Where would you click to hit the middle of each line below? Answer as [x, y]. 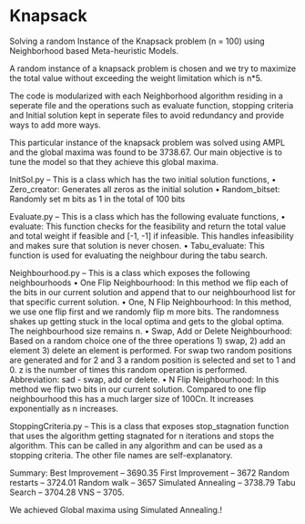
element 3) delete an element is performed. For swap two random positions [151, 350]
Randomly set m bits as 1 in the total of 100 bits [97, 199]
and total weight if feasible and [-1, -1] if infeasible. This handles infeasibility [152, 236]
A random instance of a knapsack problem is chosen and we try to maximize [153, 68]
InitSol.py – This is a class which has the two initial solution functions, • [143, 180]
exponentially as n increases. [64, 408]
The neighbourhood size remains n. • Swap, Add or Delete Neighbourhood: [151, 331]
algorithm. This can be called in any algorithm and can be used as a [136, 445]
